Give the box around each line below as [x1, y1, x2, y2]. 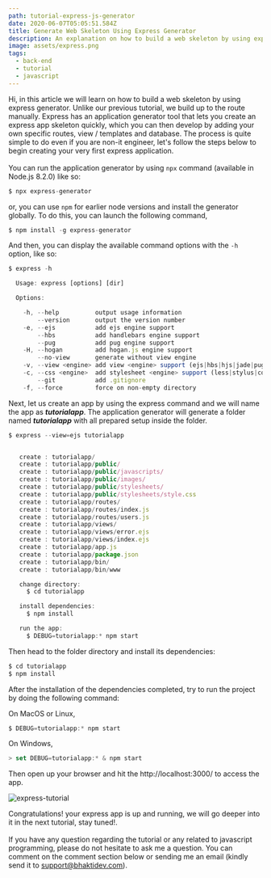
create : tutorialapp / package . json [19, 551, 139, 559]
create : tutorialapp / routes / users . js [19, 513, 150, 521]
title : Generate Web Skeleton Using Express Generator [8, 27, 197, 35]
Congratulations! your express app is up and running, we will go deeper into [8, 809, 261, 819]
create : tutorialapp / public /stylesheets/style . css [19, 490, 197, 498]
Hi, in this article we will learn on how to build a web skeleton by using [8, 94, 241, 103]
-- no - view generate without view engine [37, 353, 197, 362]
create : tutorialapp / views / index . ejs [19, 535, 150, 544]
